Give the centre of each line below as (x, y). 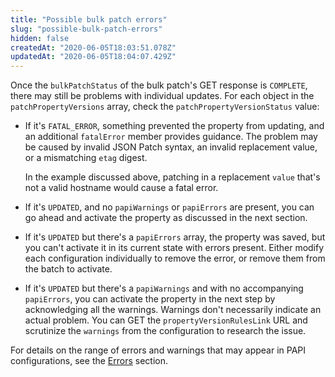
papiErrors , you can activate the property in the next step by (150, 299)
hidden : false (40, 38)
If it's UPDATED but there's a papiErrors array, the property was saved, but (175, 237)
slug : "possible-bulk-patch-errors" (86, 29)
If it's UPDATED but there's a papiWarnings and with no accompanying (164, 288)
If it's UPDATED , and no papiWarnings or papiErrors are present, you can (169, 207)
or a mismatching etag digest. (86, 158)
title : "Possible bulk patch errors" (89, 19)
